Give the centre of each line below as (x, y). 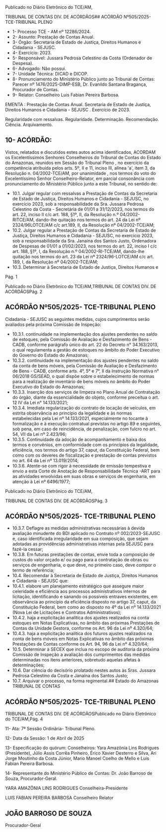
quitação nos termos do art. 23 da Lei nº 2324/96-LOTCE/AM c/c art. (83, 256)
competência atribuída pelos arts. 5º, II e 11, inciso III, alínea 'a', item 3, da (80, 168)
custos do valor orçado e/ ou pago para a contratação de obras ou (80, 560)
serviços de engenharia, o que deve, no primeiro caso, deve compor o (84, 565)
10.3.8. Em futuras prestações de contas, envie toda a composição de (83, 554)
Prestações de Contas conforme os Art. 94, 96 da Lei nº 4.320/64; (80, 644)
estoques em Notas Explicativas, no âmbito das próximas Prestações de (86, 623)
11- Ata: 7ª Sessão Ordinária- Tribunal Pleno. (50, 729)
